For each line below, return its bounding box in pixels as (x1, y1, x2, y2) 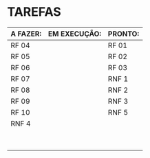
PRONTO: (107, 29, 140, 38)
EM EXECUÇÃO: (47, 29, 102, 38)
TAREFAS (7, 4, 62, 20)
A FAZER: (10, 29, 42, 38)
